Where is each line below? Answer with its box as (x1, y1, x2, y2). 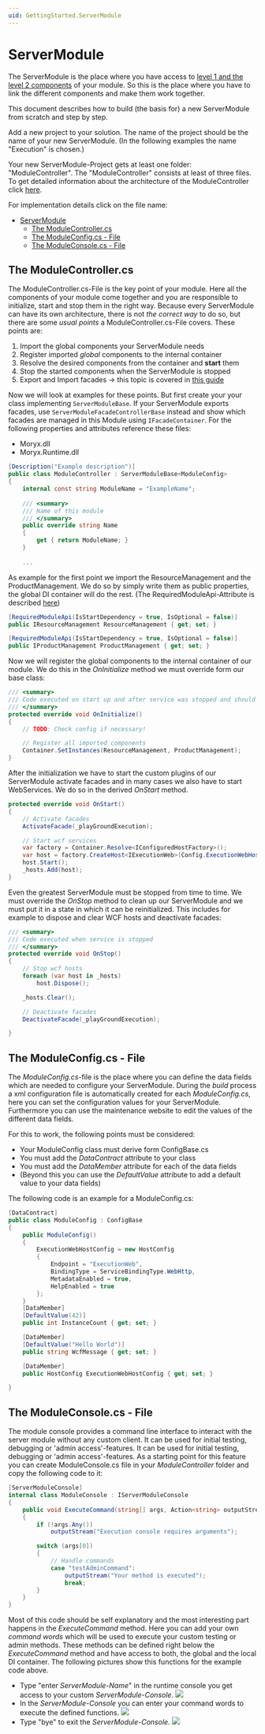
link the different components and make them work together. (8, 88, 205, 98)
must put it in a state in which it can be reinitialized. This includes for (8, 904, 231, 914)
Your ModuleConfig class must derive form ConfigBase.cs (19, 1145, 209, 1154)
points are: (8, 326, 43, 336)
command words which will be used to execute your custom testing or (8, 1632, 237, 1642)
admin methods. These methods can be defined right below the (8, 1640, 215, 1650)
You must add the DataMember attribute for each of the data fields (19, 1162, 237, 1171)
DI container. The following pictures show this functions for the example (8, 1657, 242, 1667)
